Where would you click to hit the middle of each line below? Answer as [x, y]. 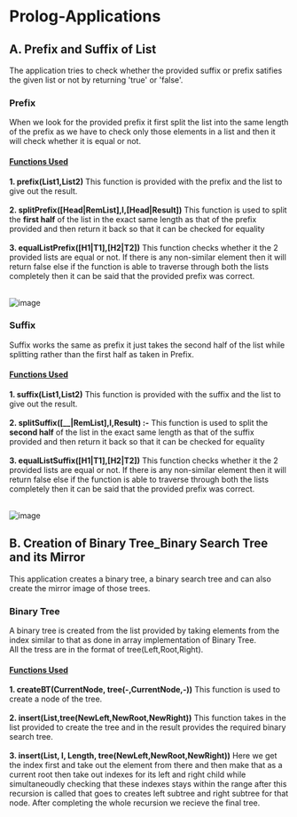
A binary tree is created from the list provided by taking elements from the [145, 631]
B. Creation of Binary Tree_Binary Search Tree [139, 544]
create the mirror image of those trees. [80, 588]
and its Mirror [47, 557]
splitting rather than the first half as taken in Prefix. [102, 354]
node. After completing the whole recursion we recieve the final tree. [135, 803]
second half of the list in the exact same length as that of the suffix [132, 432]
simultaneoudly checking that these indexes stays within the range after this [148, 784]
